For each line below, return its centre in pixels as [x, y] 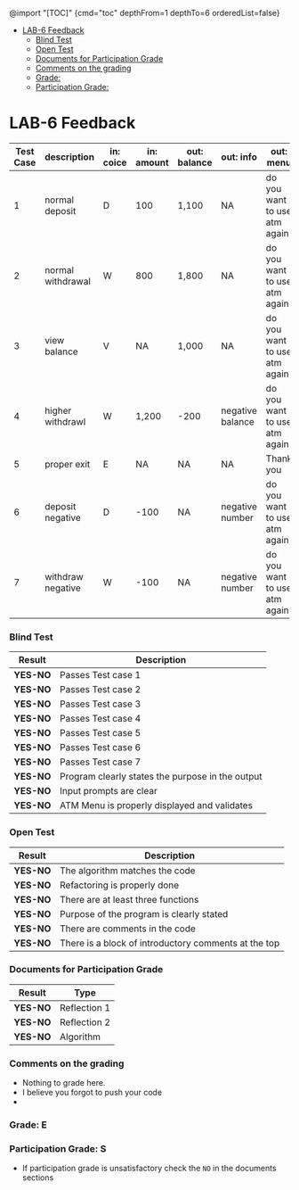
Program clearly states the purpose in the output [161, 777]
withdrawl [65, 421]
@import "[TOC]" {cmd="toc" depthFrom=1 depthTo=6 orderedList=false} [145, 13]
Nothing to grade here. [64, 1083]
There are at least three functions [129, 899]
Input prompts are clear [108, 791]
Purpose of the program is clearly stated [144, 913]
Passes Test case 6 [100, 748]
